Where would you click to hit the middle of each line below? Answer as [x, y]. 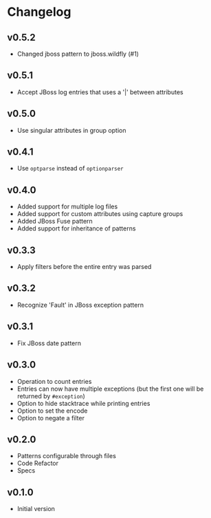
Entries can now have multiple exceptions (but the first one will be [110, 389]
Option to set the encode [52, 411]
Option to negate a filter [51, 418]
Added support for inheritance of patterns [76, 228]
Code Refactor [37, 463]
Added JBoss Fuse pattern [55, 222]
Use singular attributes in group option [71, 130]
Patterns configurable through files [67, 456]
